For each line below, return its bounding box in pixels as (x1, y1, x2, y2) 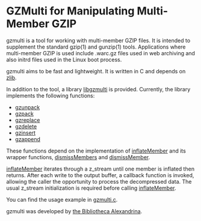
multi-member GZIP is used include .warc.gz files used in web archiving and (6, 49, 196, 56)
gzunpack (14, 103, 40, 110)
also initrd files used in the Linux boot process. (6, 56, 122, 63)
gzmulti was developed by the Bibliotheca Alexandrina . (6, 207, 143, 214)
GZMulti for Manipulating (6, 4, 135, 18)
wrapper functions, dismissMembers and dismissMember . (6, 153, 150, 160)
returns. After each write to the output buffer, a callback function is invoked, (6, 171, 194, 178)
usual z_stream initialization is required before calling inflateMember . (6, 184, 176, 192)
